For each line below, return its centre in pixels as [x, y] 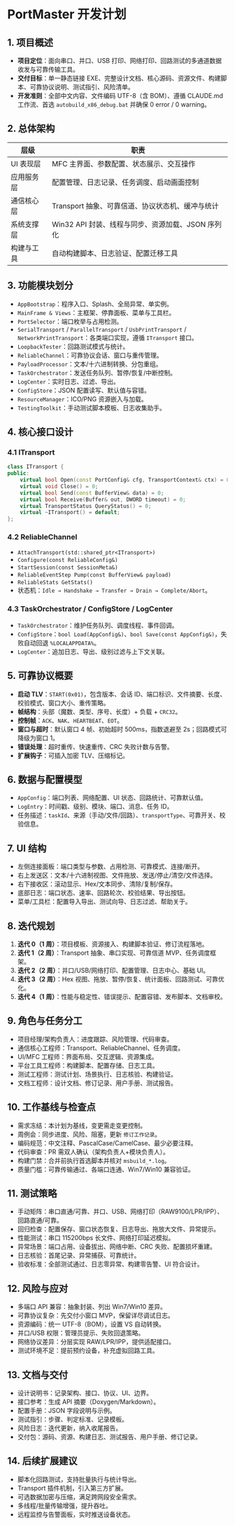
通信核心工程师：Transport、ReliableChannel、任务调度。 [101, 1048]
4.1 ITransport [31, 452]
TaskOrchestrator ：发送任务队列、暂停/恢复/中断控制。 [97, 372]
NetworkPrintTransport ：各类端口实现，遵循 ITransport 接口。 [107, 337]
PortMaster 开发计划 [67, 14]
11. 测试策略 [32, 1194]
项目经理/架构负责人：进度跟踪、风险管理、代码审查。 [95, 1039]
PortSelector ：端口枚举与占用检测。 [70, 321]
